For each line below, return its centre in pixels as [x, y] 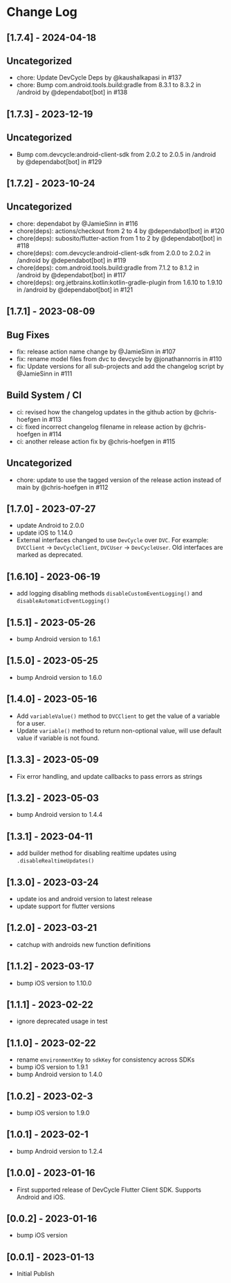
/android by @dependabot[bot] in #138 [72, 92]
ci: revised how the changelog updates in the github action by [104, 412]
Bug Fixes [28, 335]
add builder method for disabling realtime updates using [96, 853]
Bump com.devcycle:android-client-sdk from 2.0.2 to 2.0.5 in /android [116, 154]
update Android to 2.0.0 [50, 526]
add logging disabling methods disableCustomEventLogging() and [109, 593]
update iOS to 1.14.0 [45, 533]
